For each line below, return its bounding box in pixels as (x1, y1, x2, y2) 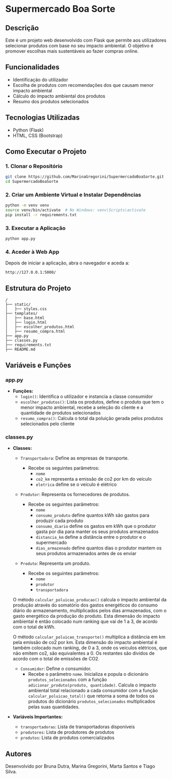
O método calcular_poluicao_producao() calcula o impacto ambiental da (12, 597, 167, 603)
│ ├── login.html (5, 320, 47, 325)
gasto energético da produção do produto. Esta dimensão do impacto (12, 613, 160, 619)
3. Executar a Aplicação (5, 224, 66, 232)
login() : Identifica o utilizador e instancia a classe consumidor (20, 393, 153, 400)
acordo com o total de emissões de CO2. (12, 656, 100, 662)
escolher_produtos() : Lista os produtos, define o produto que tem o (20, 398, 164, 405)
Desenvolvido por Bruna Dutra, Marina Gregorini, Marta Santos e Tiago (5, 763, 156, 769)
